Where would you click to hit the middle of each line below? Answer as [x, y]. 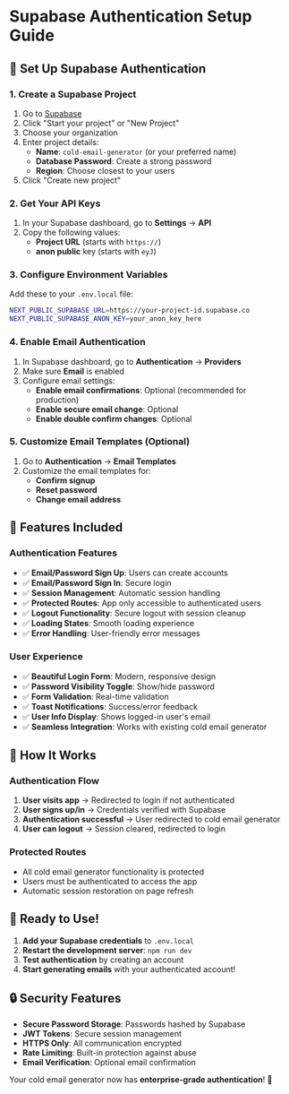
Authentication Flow [55, 781]
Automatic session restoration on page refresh [108, 891]
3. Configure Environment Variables [89, 275]
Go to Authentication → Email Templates [99, 461]
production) [57, 400]
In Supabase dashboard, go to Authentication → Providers [132, 361]
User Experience [46, 657]
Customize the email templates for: [86, 470]
